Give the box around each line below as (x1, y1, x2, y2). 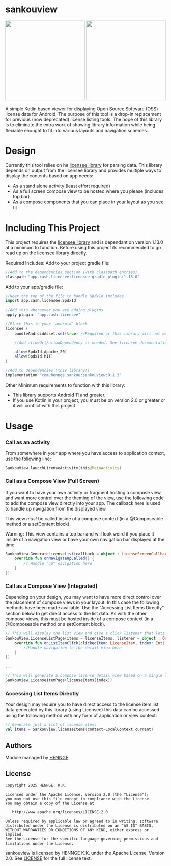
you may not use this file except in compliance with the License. (5, 796, 152, 801)
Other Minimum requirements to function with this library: (5, 381, 126, 388)
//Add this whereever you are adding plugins (5, 308, 103, 313)
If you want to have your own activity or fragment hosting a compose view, (5, 489, 162, 495)
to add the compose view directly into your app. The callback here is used (5, 500, 161, 506)
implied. (5, 832, 24, 837)
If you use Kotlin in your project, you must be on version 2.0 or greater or (12, 397, 165, 403)
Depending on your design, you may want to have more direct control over (5, 594, 161, 600)
